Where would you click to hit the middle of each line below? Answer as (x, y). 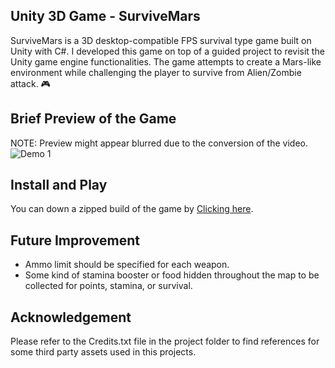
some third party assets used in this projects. (103, 352)
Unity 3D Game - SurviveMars (105, 16)
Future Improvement (75, 240)
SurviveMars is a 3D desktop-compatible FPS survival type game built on (161, 40)
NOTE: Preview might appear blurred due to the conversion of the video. (159, 143)
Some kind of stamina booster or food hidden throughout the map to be (172, 275)
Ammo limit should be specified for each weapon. (127, 265)
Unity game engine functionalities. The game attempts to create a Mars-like (166, 61)
